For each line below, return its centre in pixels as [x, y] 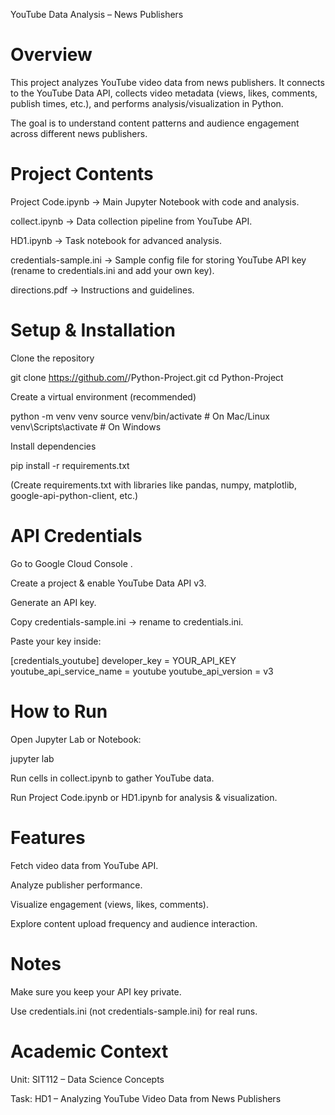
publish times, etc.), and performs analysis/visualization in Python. [147, 103]
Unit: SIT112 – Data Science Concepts [87, 1079]
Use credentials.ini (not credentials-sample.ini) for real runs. [134, 1011]
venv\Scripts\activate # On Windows [86, 426]
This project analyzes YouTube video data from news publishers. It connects [167, 82]
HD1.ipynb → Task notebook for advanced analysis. [116, 240]
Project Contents [82, 174]
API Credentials [76, 536]
